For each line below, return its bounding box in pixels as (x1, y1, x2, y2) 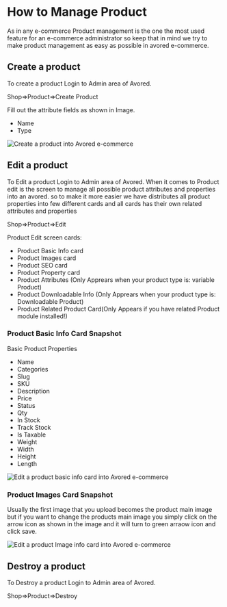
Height (16, 452, 36, 461)
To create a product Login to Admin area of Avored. (7, 79, 152, 88)
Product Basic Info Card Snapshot (7, 329, 122, 339)
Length (16, 459, 38, 467)
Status (16, 401, 36, 409)
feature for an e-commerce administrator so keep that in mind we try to (7, 34, 208, 42)
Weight (16, 437, 38, 445)
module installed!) (16, 312, 68, 320)
